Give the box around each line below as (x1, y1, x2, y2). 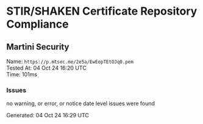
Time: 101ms (6, 71, 38, 78)
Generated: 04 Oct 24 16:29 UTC (6, 112, 90, 119)
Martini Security (6, 42, 69, 52)
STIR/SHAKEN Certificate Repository (6, 4, 198, 18)
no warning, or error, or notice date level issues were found (6, 100, 155, 108)
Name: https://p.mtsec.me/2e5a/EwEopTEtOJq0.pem (6, 58, 134, 65)
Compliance (6, 17, 69, 31)
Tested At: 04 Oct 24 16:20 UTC (6, 64, 87, 71)
